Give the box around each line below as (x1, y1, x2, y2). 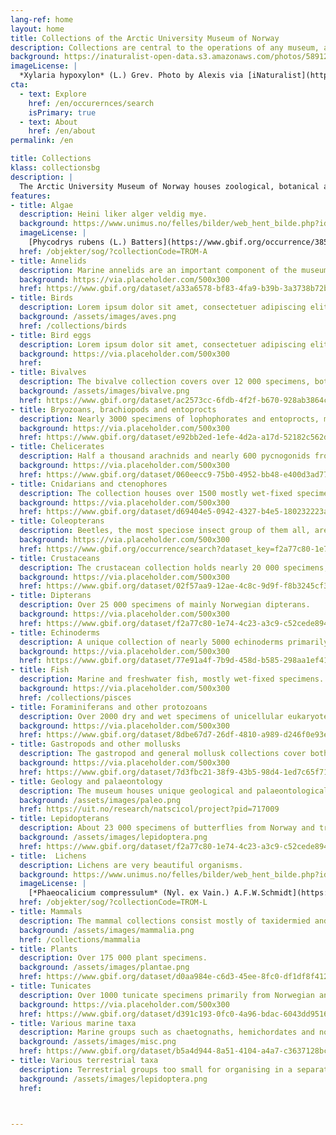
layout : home (10, 24, 65, 34)
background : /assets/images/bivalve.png (19, 386, 190, 396)
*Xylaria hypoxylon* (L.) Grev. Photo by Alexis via (19, 71, 244, 81)
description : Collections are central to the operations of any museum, (10, 42, 320, 53)
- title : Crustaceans (10, 553, 101, 563)
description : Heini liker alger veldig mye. (19, 209, 208, 220)
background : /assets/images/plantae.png (19, 962, 190, 973)
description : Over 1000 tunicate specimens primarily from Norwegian (19, 990, 315, 1000)
